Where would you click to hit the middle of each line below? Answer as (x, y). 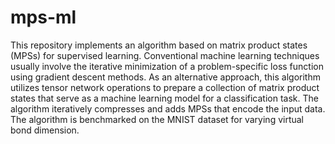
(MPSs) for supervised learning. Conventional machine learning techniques (165, 55)
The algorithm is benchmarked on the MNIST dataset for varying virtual (157, 119)
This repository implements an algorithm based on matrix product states (159, 45)
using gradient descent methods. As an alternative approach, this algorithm (165, 77)
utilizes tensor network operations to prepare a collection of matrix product (165, 87)
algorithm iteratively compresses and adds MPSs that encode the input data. (168, 108)
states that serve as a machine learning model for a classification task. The (164, 98)
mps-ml (43, 17)
